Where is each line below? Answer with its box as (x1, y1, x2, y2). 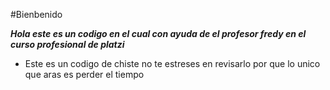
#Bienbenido (10, 9, 63, 20)
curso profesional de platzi (10, 39, 125, 50)
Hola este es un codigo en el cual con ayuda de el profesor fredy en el (10, 28, 307, 39)
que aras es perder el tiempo (24, 69, 145, 80)
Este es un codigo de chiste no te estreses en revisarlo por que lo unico (24, 58, 321, 69)
